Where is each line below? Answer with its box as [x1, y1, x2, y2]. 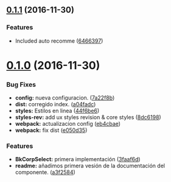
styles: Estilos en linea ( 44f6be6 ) [15, 107, 100, 115]
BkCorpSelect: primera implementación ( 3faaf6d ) [15, 156, 141, 163]
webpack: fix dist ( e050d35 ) [15, 126, 88, 134]
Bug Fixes [6, 80, 37, 89]
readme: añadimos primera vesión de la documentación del [15, 162, 166, 170]
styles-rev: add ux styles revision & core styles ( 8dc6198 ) [15, 114, 161, 121]
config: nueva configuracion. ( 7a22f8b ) [15, 94, 115, 101]
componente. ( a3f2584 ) [15, 169, 76, 176]
